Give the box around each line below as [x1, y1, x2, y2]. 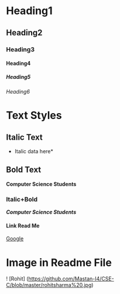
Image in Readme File [6, 256, 112, 269]
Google [6, 235, 24, 242]
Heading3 [6, 45, 35, 54]
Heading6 [6, 88, 30, 95]
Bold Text [6, 165, 42, 175]
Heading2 [6, 28, 43, 38]
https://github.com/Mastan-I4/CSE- [28, 275, 114, 282]
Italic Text [6, 132, 43, 142]
